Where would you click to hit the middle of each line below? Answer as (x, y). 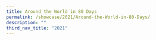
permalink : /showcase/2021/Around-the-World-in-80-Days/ (78, 17)
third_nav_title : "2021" (37, 28)
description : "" (26, 22)
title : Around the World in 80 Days (52, 11)
